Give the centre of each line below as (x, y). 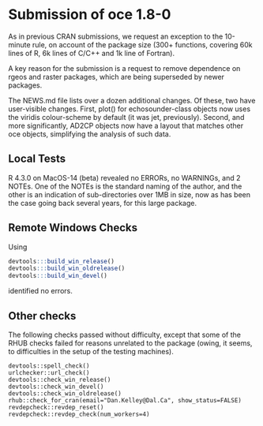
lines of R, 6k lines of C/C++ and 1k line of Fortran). (92, 53)
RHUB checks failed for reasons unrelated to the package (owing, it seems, (130, 343)
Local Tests (37, 159)
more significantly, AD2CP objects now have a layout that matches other (126, 125)
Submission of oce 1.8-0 (90, 15)
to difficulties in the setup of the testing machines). (91, 351)
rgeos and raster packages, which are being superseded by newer (116, 77)
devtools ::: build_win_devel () (58, 276)
